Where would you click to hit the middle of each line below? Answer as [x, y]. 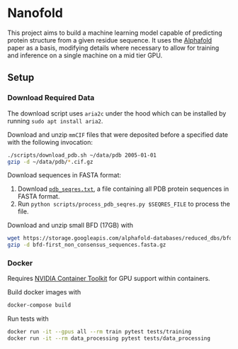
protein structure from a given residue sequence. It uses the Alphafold [110, 40]
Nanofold [35, 13]
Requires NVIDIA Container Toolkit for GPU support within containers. [109, 279]
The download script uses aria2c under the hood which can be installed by [117, 113]
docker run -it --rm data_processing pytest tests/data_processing [109, 338]
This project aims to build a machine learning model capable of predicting [115, 33]
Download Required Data [51, 98]
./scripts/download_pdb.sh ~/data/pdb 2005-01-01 [82, 155]
